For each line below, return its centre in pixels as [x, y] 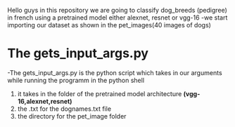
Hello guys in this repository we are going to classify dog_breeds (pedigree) [117, 10]
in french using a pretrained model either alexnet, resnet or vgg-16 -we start [118, 18]
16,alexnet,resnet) [45, 101]
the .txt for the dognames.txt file [64, 109]
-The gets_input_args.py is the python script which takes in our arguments [115, 72]
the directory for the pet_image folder [72, 116]
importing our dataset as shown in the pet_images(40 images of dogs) [109, 25]
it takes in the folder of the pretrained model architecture [100, 93]
